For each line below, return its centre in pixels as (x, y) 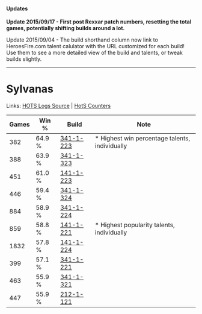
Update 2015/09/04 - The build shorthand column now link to (82, 40)
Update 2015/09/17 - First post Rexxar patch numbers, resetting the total (99, 22)
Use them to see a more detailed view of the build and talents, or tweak (95, 53)
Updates (17, 8)
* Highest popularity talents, (135, 225)
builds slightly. (24, 59)
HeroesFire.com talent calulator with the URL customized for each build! (96, 46)
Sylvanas (30, 89)
